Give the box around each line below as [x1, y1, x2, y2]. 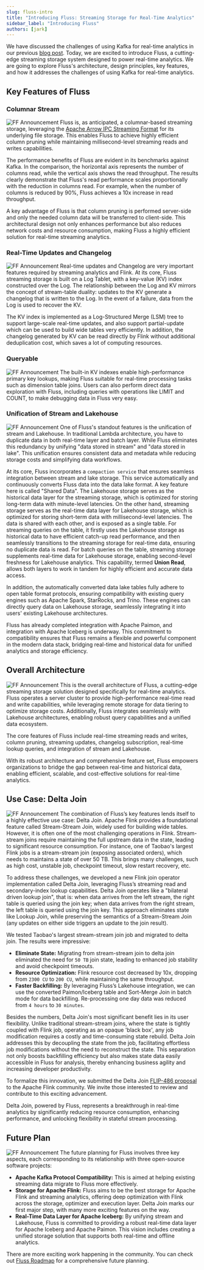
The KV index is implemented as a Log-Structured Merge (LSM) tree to [6, 313, 184, 321]
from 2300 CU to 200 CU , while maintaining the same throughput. [15, 975, 175, 983]
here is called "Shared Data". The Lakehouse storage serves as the [6, 487, 175, 494]
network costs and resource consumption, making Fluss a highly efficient [6, 227, 191, 234]
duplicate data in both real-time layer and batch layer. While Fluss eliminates [6, 436, 198, 444]
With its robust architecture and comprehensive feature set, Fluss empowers [6, 757, 199, 764]
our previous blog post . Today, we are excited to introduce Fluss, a [6, 50, 174, 57]
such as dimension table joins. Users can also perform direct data [6, 381, 171, 389]
